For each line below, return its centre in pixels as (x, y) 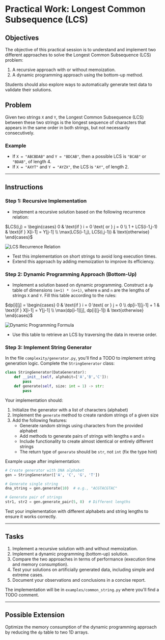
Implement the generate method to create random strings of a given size (85, 415)
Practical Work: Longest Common (75, 9)
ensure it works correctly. (31, 517)
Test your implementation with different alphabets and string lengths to (77, 511)
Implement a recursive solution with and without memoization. (75, 548)
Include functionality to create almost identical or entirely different (86, 441)
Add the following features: (40, 420)
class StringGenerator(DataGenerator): (46, 373)
